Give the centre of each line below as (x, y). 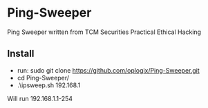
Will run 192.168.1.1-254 (40, 98)
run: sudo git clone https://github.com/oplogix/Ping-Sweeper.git (108, 70)
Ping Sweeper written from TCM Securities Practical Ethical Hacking (104, 32)
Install (21, 54)
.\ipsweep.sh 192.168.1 (49, 85)
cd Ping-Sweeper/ (43, 78)
